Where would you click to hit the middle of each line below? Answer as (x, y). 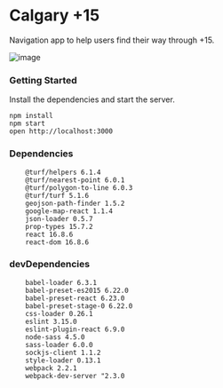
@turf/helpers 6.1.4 (63, 172)
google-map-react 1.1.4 (69, 211)
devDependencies (50, 265)
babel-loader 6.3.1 (61, 282)
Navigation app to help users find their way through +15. (112, 40)
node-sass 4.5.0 (56, 337)
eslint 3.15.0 (51, 321)
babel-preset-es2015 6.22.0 (77, 290)
